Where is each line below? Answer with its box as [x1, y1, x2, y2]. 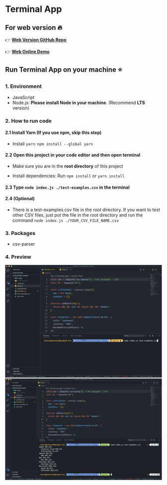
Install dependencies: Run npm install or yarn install [12, 173, 125, 179]
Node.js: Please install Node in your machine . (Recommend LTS [12, 100, 145, 106]
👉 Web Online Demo [5, 49, 50, 54]
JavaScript [12, 94, 35, 100]
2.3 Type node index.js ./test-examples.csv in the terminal [5, 184, 130, 190]
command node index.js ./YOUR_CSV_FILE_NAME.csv [12, 217, 119, 223]
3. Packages [5, 230, 36, 237]
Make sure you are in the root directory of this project [12, 163, 123, 169]
